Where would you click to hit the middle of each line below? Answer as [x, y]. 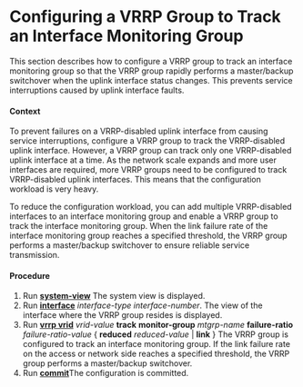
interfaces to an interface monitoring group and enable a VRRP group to [144, 216]
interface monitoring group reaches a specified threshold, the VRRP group [149, 236]
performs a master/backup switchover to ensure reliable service [130, 245]
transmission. [35, 255]
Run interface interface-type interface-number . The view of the [142, 305]
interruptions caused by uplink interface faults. [97, 90]
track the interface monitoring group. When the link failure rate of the [139, 226]
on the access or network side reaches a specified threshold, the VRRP [156, 354]
